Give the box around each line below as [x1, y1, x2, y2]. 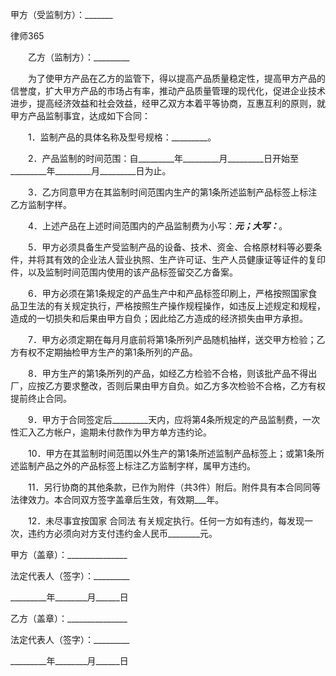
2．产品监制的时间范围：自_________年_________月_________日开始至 [27, 153, 299, 164]
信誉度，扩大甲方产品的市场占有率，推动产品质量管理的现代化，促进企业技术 [10, 85, 326, 97]
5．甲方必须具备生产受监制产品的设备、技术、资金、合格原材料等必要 [27, 241, 314, 253]
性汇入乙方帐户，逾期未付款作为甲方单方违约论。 [10, 426, 212, 438]
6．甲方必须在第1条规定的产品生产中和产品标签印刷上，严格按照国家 [27, 288, 309, 299]
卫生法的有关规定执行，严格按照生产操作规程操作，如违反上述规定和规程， [18, 300, 326, 312]
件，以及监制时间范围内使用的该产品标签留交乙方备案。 [10, 266, 238, 278]
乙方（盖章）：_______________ [10, 613, 128, 624]
